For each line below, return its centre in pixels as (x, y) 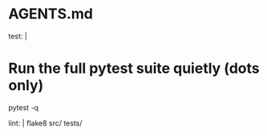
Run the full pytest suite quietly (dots (134, 68)
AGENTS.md (51, 14)
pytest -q (23, 107)
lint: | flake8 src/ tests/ (45, 123)
